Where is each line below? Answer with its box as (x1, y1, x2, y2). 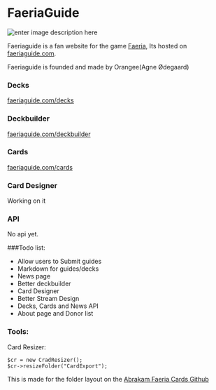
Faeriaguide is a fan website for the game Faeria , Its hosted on (7, 41, 187, 50)
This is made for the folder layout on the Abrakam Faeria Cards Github (7, 375, 210, 383)
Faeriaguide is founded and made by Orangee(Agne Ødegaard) (7, 62, 189, 71)
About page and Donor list (17, 309, 94, 318)
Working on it (7, 196, 46, 205)
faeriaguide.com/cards (7, 163, 73, 171)
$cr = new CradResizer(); (7, 356, 82, 363)
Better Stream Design (17, 295, 80, 303)
